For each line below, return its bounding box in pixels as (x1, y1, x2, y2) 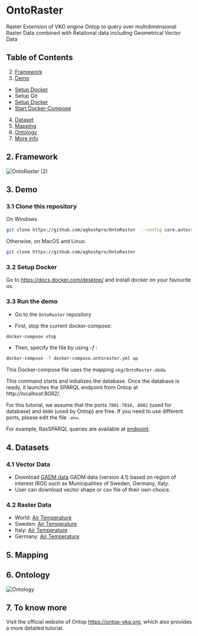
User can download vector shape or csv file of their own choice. (14, 486, 171, 493)
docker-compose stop (6, 333, 57, 339)
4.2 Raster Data (6, 501, 52, 509)
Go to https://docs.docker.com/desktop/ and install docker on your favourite (6, 276, 192, 283)
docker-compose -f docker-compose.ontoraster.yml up (6, 356, 138, 362)
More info (14, 135, 38, 142)
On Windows (6, 216, 37, 223)
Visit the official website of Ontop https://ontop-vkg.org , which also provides (6, 618, 192, 625)
